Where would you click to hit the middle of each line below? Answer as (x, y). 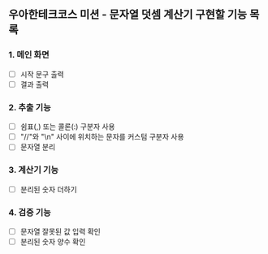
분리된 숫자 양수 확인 (53, 242)
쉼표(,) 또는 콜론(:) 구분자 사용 (67, 127)
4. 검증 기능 (30, 212)
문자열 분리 (38, 147)
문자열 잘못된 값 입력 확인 (61, 231)
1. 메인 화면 (29, 55)
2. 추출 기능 (30, 107)
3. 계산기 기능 (34, 170)
